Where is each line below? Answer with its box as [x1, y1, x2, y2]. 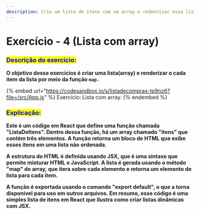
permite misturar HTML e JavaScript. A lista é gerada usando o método [6, 159, 187, 166]
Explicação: [6, 109, 41, 117]
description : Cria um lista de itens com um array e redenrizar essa [6, 8, 184, 15]
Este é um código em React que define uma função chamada [6, 122, 160, 129]
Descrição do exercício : [6, 56, 77, 64]
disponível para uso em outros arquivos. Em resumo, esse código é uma [6, 189, 188, 197]
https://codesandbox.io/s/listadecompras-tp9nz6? [45, 87, 170, 94]
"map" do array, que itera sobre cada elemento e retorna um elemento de [6, 166, 192, 173]
